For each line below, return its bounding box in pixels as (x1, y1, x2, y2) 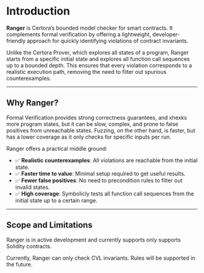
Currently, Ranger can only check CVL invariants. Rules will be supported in (6, 254, 195, 261)
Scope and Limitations (6, 220, 93, 231)
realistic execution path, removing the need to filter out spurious (6, 68, 167, 75)
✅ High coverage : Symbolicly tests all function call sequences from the (15, 189, 194, 197)
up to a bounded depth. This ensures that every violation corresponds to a (6, 62, 192, 69)
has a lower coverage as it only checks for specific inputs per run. (6, 133, 172, 140)
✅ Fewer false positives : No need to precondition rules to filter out (15, 177, 183, 184)
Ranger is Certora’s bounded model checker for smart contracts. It (6, 24, 173, 31)
